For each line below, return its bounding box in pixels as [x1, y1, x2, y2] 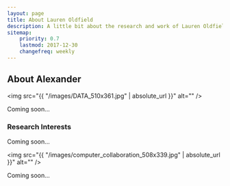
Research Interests [7, 122, 72, 131]
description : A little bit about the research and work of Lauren [7, 23, 201, 29]
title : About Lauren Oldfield [7, 16, 94, 23]
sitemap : [7, 29, 32, 36]
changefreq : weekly [19, 49, 75, 55]
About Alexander [7, 73, 81, 85]
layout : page [7, 10, 44, 17]
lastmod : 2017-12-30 [19, 42, 78, 49]
